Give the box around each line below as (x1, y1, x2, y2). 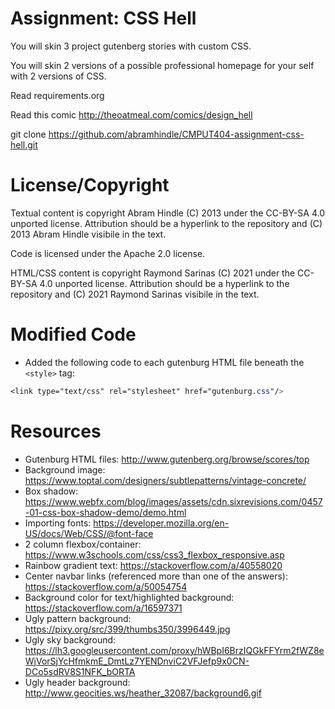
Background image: (24, 463, 106, 476)
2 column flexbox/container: (24, 538, 142, 550)
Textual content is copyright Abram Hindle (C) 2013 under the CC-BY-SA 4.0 (10, 207, 325, 219)
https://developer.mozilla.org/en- (93, 517, 230, 529)
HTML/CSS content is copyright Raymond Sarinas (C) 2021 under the (10, 267, 296, 279)
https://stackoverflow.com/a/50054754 (24, 580, 188, 592)
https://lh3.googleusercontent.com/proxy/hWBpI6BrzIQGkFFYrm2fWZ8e (24, 644, 325, 656)
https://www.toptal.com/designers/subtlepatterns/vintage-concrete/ (24, 474, 307, 486)
